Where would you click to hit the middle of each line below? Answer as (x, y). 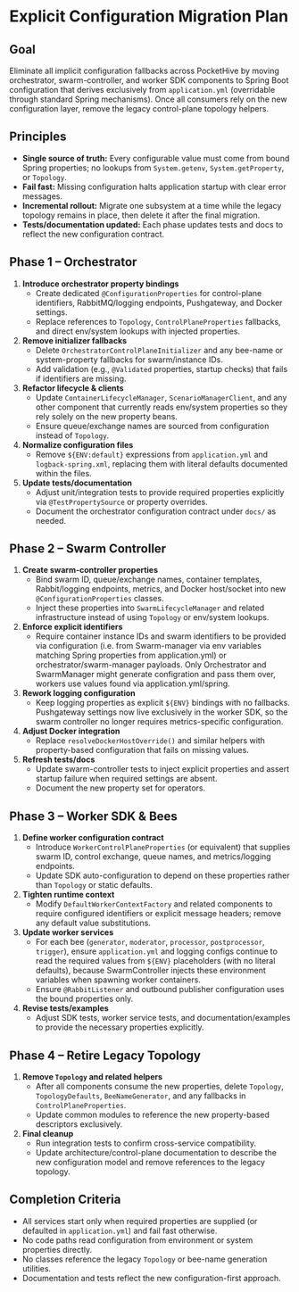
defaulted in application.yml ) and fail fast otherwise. (120, 1230)
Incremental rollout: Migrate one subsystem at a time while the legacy (152, 205)
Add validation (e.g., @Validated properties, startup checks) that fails (162, 369)
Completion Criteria (65, 1200)
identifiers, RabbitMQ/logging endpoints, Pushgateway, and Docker (159, 302)
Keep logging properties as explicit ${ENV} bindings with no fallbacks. (162, 703)
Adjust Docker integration (71, 731)
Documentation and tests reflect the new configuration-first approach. (151, 1278)
